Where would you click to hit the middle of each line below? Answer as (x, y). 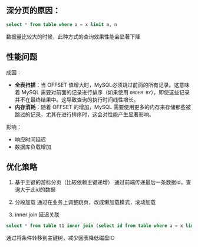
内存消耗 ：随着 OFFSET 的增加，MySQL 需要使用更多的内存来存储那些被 (103, 107)
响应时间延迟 (30, 139)
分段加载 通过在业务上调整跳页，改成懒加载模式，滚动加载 (85, 202)
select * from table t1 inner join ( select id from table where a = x (95, 226)
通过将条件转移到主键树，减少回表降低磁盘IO (60, 238)
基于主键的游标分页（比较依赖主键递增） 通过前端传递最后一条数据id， (100, 182)
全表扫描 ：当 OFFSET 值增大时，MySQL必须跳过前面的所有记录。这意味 (102, 85)
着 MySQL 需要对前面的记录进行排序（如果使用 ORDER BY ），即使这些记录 (102, 92)
